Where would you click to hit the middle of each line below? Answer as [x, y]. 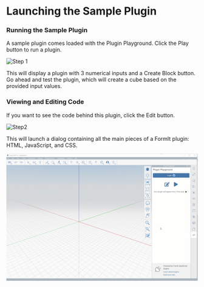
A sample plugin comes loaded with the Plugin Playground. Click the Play [98, 43]
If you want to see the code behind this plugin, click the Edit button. [90, 115]
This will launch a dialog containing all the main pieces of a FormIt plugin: [98, 138]
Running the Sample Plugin [47, 30]
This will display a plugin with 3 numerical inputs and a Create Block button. [101, 73]
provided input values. [34, 86]
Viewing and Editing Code [45, 102]
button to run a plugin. [34, 50]
